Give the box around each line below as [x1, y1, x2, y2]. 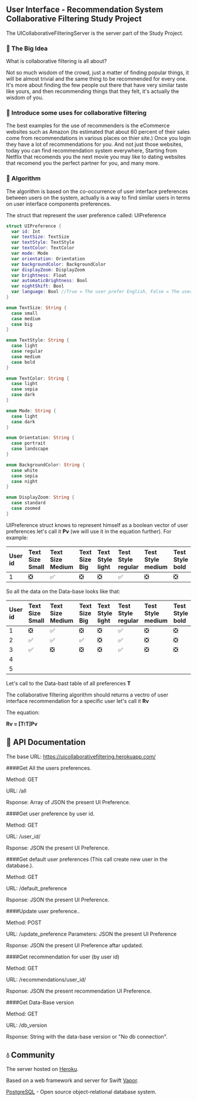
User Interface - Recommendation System [6, 5, 164, 15]
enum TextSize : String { [6, 304, 67, 311]
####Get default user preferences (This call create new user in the [6, 855, 168, 863]
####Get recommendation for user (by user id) [6, 953, 120, 960]
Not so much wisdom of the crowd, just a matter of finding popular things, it [6, 69, 189, 76]
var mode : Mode [11, 250, 49, 257]
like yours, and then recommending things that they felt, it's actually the [6, 88, 179, 95]
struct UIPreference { [6, 223, 62, 229]
